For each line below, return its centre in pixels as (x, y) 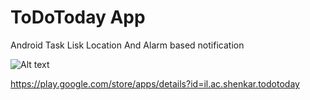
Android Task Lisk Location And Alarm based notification (127, 45)
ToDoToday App (78, 17)
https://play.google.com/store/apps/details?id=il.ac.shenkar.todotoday (155, 83)
